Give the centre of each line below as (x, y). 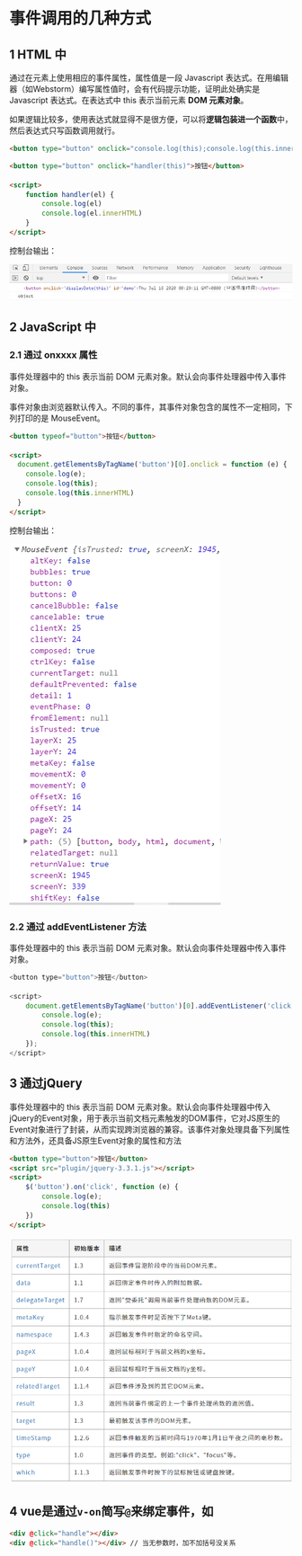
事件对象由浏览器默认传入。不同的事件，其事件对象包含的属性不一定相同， (147, 406)
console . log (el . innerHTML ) (92, 213)
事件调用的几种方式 (80, 18)
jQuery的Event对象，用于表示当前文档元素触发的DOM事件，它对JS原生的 (145, 1118)
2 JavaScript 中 (53, 328)
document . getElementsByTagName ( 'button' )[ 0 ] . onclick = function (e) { (152, 465)
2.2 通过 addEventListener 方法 (78, 927)
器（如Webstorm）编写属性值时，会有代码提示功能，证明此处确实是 (135, 89)
